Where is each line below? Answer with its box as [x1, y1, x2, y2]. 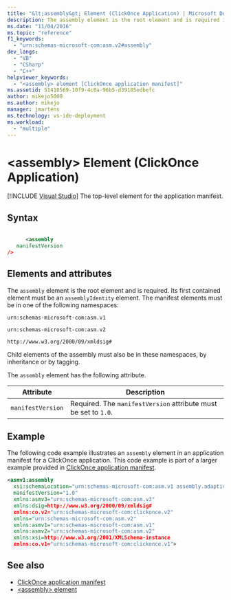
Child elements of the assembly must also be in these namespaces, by [7, 350, 207, 358]
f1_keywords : [7, 36, 45, 43]
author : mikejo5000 [7, 93, 63, 100]
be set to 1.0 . [69, 407, 113, 416]
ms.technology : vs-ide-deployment [7, 112, 107, 119]
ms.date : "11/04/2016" [7, 23, 72, 30]
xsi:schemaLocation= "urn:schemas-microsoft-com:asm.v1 [13, 483, 174, 490]
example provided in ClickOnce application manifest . [7, 463, 157, 471]
